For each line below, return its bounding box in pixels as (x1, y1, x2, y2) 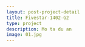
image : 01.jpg (6, 32, 42, 38)
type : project (6, 20, 42, 26)
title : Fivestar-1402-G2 (6, 15, 69, 21)
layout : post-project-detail (6, 9, 80, 15)
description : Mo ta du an (6, 26, 72, 32)
